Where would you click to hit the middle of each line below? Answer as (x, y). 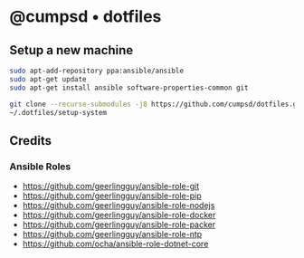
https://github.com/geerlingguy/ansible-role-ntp (112, 234)
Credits (31, 141)
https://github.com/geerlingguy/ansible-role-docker (119, 215)
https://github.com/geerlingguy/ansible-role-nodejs (119, 205)
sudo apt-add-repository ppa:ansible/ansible (96, 71)
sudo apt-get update (48, 79)
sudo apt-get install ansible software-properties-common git (129, 88)
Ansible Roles (40, 167)
